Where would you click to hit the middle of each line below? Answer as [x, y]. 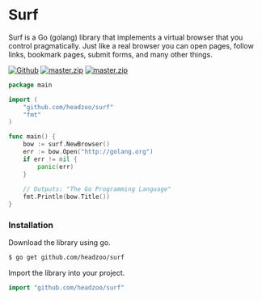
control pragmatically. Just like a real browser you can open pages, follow [131, 45]
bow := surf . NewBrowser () [67, 144]
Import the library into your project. [67, 273]
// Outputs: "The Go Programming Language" [97, 189]
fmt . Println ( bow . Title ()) [67, 197]
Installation [31, 225]
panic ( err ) [56, 167]
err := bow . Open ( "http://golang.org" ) [88, 152]
